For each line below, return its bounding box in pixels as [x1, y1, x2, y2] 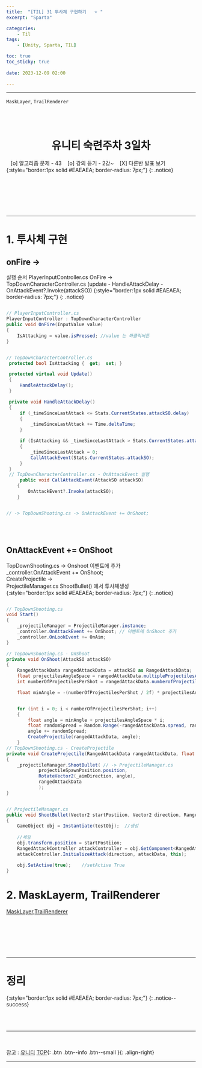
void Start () [6, 611, 39, 618]
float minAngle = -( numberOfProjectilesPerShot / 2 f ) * [17, 689, 161, 695]
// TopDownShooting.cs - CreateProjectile [6, 745, 114, 751]
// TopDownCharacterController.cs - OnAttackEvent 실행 [8, 472, 149, 478]
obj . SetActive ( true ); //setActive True [17, 862, 125, 868]
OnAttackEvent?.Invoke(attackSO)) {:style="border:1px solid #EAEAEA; [6, 287, 182, 294]
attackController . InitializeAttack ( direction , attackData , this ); [17, 851, 187, 857]
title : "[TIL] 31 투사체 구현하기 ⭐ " [6, 8, 103, 15]
